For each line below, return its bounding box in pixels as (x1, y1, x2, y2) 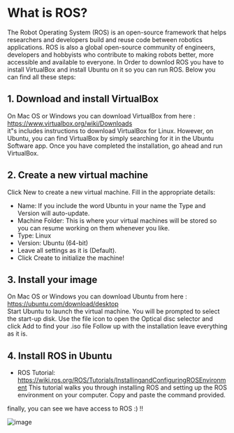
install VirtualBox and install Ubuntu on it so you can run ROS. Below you (7, 65, 216, 74)
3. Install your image (7, 273, 98, 285)
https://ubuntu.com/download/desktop (7, 300, 119, 308)
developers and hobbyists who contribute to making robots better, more (7, 50, 214, 59)
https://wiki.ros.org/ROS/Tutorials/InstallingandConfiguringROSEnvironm (17, 376, 226, 385)
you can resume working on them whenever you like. (17, 224, 170, 232)
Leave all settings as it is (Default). (17, 246, 117, 254)
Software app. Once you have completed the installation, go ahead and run (7, 142, 224, 150)
